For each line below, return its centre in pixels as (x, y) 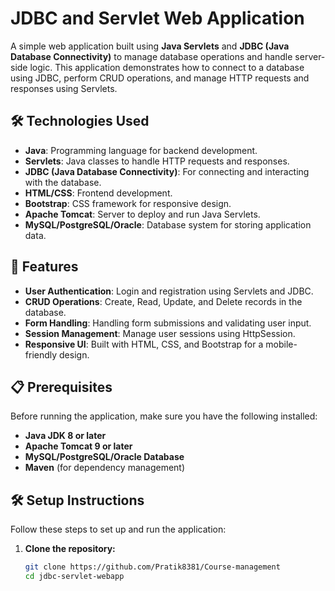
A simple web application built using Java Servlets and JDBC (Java (150, 46)
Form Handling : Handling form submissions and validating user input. (168, 323)
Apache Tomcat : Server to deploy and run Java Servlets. (142, 214)
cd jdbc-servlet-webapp (74, 577)
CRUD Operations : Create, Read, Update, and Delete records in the (163, 301)
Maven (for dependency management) (105, 468)
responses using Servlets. (64, 88)
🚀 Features (44, 267)
